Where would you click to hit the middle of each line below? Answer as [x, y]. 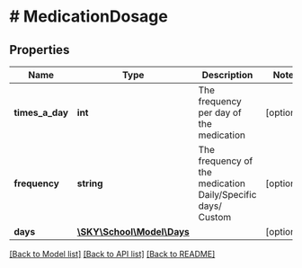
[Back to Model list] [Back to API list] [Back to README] [112, 254]
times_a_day [41, 112]
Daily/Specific [227, 195]
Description [227, 75]
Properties [40, 50]
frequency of [226, 161]
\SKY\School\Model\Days [133, 232]
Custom [215, 217]
